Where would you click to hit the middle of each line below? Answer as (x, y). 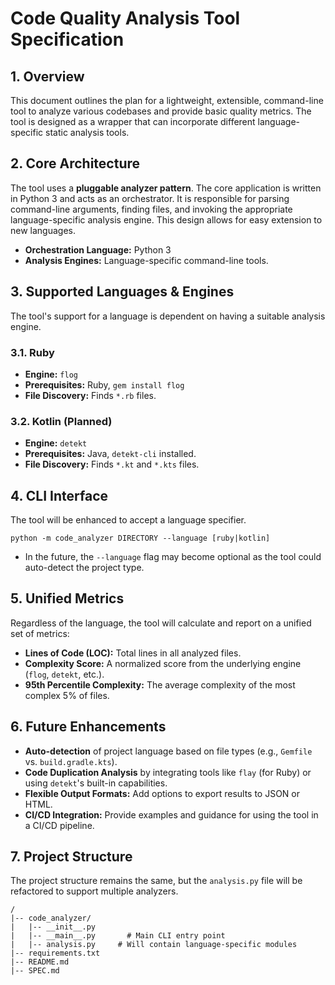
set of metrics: (40, 633)
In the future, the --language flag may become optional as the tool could (173, 557)
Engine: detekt (56, 443)
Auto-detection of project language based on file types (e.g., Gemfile (168, 751)
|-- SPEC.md (35, 971)
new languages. (43, 230)
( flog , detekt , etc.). (64, 674)
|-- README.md (40, 962)
